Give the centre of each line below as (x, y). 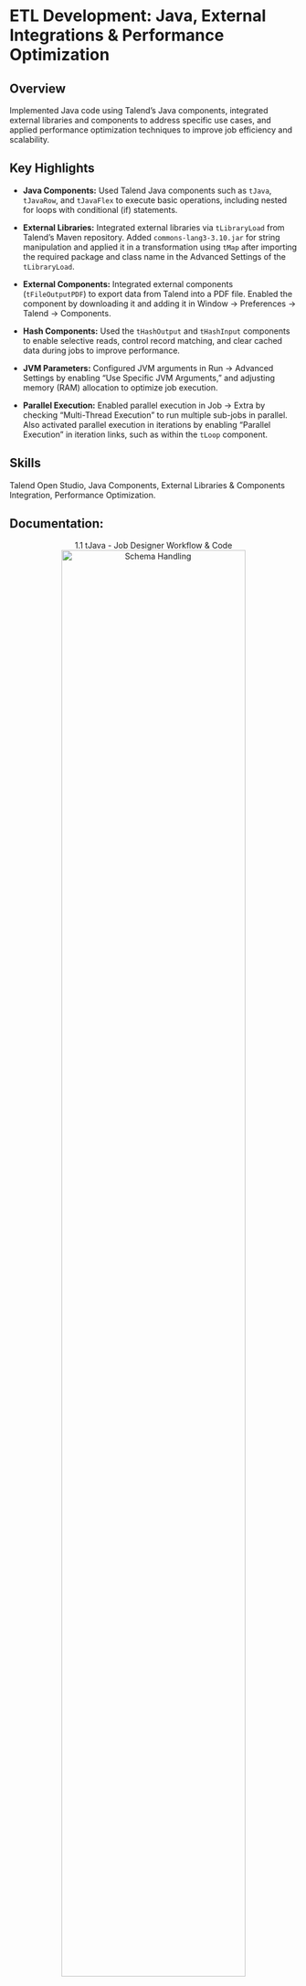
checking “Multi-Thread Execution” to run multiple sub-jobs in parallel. (155, 415)
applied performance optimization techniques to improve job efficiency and (151, 130)
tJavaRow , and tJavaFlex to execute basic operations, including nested (155, 200)
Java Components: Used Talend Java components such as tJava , (147, 190)
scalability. (30, 139)
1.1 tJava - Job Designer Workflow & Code (153, 546)
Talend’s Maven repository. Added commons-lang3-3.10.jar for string (151, 237)
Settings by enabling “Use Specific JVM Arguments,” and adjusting (149, 378)
